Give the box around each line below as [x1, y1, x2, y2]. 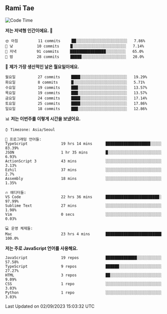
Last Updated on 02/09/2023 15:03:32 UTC [5, 303, 95, 309]
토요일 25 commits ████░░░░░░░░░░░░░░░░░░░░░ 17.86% [5, 101, 148, 106]
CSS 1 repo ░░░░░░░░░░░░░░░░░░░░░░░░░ [5, 281, 162, 286]
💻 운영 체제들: [5, 226, 33, 231]
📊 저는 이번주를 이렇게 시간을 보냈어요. [5, 116, 81, 122]
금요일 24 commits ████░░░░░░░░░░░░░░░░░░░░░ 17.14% [5, 96, 148, 101]
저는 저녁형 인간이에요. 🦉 [5, 27, 53, 33]
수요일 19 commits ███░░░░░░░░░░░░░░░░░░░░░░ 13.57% [5, 85, 148, 90]
